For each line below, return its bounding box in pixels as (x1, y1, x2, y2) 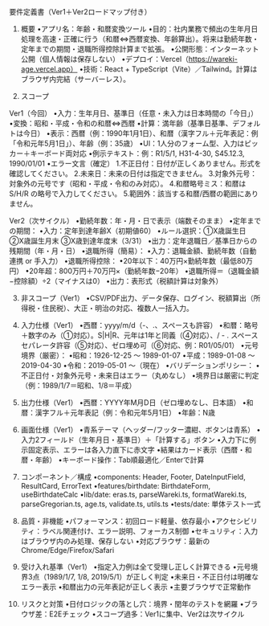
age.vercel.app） (20, 64, 78, 74)
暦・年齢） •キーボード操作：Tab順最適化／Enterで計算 (20, 455, 205, 464)
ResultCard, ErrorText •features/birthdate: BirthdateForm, (20, 481, 211, 490)
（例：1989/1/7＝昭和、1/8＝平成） (20, 381, 137, 390)
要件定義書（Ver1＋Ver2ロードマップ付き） (9, 7, 152, 16)
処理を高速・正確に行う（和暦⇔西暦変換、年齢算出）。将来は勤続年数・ (20, 35, 259, 43)
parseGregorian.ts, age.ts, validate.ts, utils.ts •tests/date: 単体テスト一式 (20, 499, 261, 509)
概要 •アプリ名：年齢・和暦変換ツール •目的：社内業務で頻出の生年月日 (20, 24, 259, 34)
